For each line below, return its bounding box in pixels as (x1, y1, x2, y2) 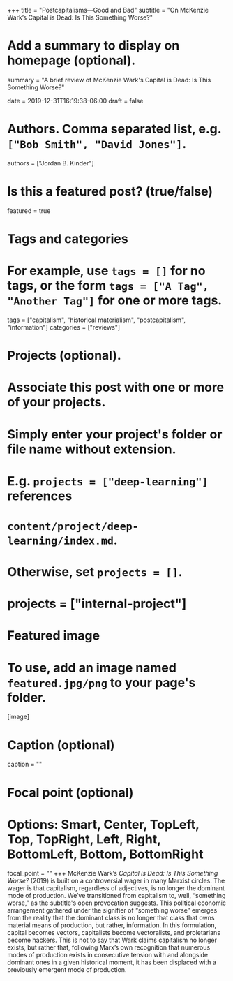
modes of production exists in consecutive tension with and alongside (7, 951, 209, 959)
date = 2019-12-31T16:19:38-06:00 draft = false (7, 96, 144, 105)
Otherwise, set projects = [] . (7, 564, 183, 580)
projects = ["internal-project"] (7, 596, 187, 612)
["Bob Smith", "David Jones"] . (7, 136, 187, 152)
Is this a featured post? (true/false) (7, 184, 213, 200)
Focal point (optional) (7, 785, 134, 800)
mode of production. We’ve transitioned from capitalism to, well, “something (7, 892, 226, 900)
